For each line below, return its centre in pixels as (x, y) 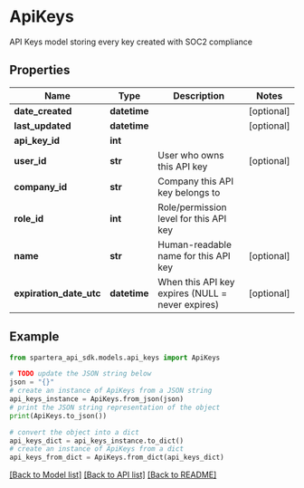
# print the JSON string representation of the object (115, 407)
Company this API (195, 181)
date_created (43, 110)
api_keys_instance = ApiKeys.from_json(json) (96, 399)
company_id (41, 187)
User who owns (191, 155)
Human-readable (195, 244)
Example (34, 337)
